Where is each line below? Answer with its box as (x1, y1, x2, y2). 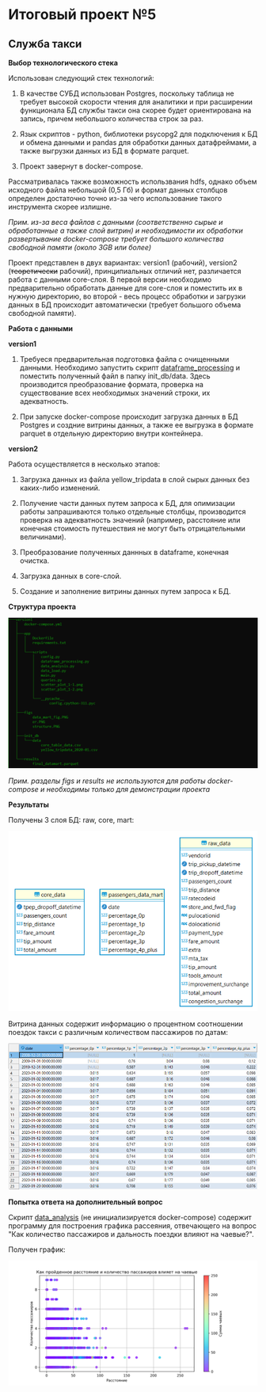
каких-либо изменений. (19, 483, 101, 493)
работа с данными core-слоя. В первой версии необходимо (8, 275, 212, 284)
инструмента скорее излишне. (8, 202, 112, 211)
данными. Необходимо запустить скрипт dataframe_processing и (19, 363, 241, 372)
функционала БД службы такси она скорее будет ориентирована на (19, 105, 252, 115)
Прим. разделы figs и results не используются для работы (8, 776, 206, 785)
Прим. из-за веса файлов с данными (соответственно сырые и (8, 218, 223, 226)
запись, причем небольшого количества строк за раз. (19, 114, 204, 124)
